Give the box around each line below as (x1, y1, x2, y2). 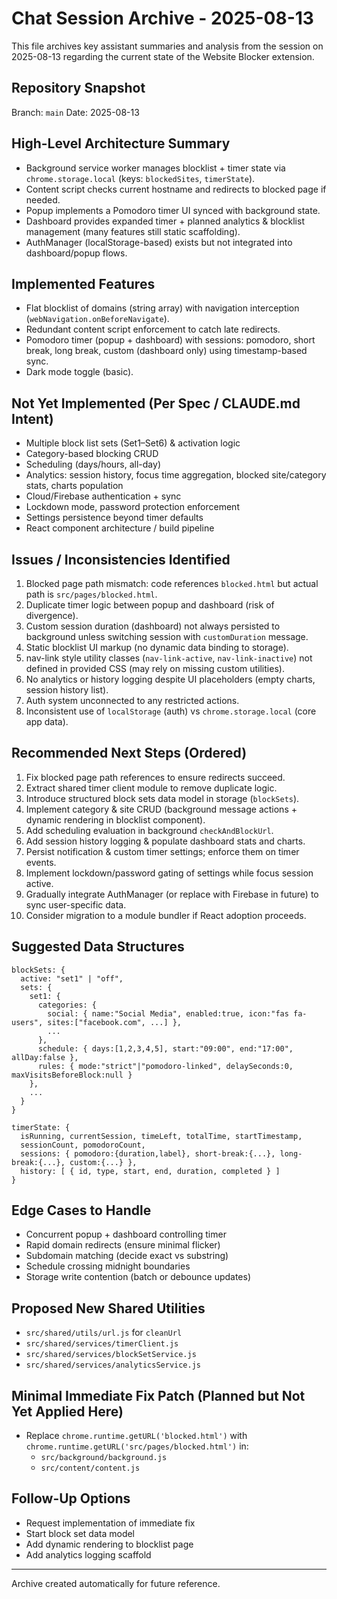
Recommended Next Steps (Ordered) (11, 745, 248, 762)
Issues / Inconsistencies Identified (11, 551, 231, 568)
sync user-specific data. (25, 898, 127, 911)
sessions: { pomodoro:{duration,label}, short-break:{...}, (20, 1148, 276, 1159)
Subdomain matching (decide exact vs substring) (25, 1250, 229, 1262)
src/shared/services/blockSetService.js (25, 1350, 197, 1360)
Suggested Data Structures (11, 938, 185, 956)
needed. (25, 193, 61, 206)
